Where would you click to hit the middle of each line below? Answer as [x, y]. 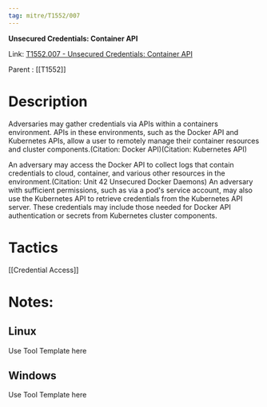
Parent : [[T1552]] [37, 69]
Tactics [33, 247]
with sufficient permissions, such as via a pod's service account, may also [131, 190]
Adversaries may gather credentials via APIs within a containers [113, 124]
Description [48, 101]
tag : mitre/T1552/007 [44, 16]
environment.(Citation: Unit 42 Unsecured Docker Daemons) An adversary [131, 181]
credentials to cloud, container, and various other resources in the [117, 173]
